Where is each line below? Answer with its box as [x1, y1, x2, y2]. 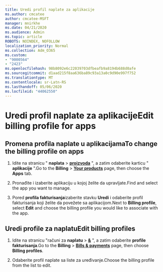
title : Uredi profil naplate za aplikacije [5, 7, 95, 12]
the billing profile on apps [5, 147, 84, 155]
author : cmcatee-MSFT [5, 16, 49, 21]
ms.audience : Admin [5, 30, 45, 35]
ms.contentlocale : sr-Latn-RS [5, 80, 67, 84]
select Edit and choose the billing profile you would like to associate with [12, 205, 158, 211]
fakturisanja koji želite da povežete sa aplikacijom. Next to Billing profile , [12, 200, 157, 206]
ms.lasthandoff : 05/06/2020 [5, 84, 62, 89]
